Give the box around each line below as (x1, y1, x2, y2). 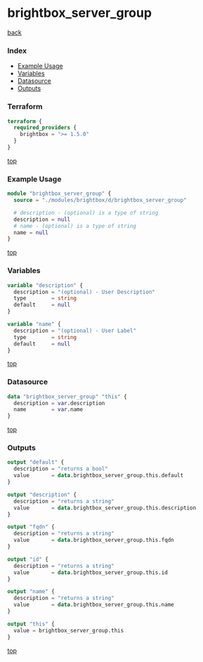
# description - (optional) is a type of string (13, 209, 159, 216)
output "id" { (7, 556, 49, 563)
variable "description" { (7, 281, 83, 289)
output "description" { (7, 491, 77, 498)
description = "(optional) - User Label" (13, 327, 137, 334)
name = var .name (13, 406, 83, 413)
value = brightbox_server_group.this (13, 627, 124, 634)
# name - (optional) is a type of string (13, 222, 137, 229)
